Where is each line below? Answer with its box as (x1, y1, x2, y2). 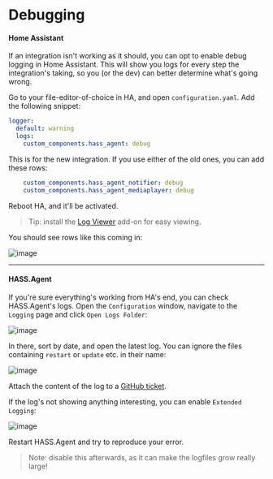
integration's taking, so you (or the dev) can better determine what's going (8, 68, 258, 78)
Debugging (8, 6, 85, 24)
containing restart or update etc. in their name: (8, 349, 167, 359)
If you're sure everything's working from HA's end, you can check (8, 292, 229, 302)
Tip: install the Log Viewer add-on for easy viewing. (28, 217, 201, 227)
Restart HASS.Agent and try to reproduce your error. (8, 437, 184, 447)
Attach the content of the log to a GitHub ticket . (8, 381, 167, 391)
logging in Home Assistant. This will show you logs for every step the (8, 59, 240, 70)
